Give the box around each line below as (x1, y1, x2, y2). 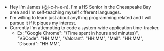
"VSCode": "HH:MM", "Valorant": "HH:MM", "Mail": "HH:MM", (17, 35, 144, 41)
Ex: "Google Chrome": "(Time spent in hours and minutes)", (17, 30, 139, 36)
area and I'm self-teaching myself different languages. (9, 9, 121, 15)
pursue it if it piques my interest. (9, 20, 76, 25)
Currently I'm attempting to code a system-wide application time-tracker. (9, 25, 160, 31)
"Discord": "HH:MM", (17, 41, 61, 46)
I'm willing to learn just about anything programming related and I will (9, 15, 152, 20)
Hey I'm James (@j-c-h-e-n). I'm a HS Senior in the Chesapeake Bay (9, 4, 151, 10)
